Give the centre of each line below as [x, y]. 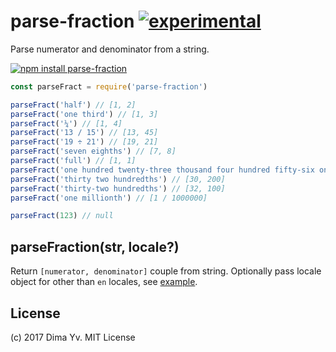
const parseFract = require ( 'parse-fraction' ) [109, 86]
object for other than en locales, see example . [104, 282]
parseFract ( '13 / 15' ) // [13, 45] [84, 133]
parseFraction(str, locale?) [95, 246]
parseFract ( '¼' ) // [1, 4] [66, 123]
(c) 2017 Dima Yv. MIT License [73, 337]
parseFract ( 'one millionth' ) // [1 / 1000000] [109, 198]
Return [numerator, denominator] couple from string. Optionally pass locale [166, 271]
